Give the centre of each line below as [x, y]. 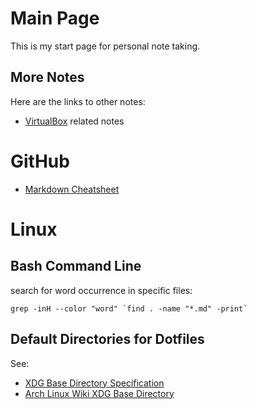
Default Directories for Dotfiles [107, 339]
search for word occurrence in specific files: [101, 290]
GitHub [40, 161]
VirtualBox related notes [74, 121]
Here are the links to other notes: [78, 101]
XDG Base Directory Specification [94, 383]
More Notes [47, 77]
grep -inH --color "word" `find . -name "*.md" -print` [129, 308]
